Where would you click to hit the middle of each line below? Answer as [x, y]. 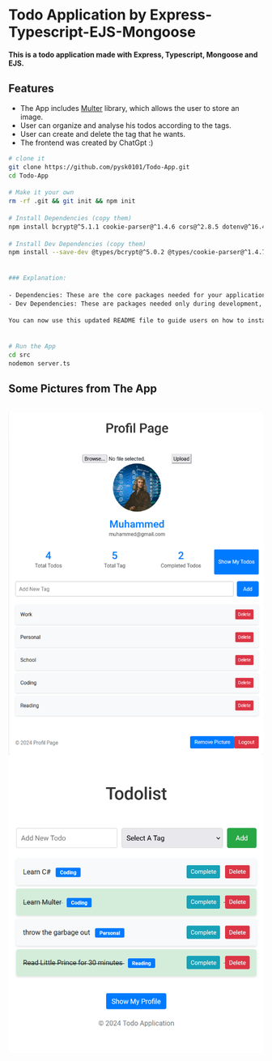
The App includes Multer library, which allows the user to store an [130, 108]
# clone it [27, 158]
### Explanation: [38, 278]
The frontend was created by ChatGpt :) [87, 143]
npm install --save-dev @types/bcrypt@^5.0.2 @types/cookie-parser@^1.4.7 [137, 253]
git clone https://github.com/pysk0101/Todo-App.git [99, 167]
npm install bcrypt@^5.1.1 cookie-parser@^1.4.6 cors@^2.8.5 [114, 227]
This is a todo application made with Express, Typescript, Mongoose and [133, 54]
